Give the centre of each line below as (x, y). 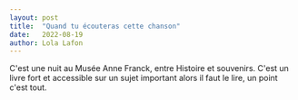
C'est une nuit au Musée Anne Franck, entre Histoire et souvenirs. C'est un (149, 68)
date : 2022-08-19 (46, 34)
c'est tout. (28, 87)
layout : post (34, 18)
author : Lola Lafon (46, 43)
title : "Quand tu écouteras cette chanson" (95, 26)
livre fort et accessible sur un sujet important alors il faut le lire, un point (144, 78)
